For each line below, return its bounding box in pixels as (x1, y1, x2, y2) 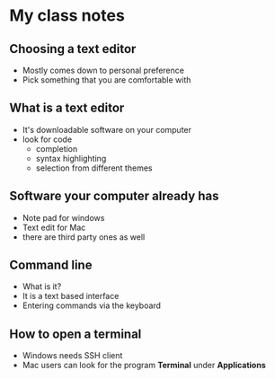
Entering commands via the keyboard (22, 300, 162, 311)
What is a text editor (9, 101, 125, 116)
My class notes (9, 5, 126, 26)
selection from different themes (35, 163, 153, 173)
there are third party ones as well (22, 231, 146, 242)
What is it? (22, 281, 62, 292)
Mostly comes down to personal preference (22, 65, 184, 75)
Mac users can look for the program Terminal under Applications (22, 360, 267, 371)
